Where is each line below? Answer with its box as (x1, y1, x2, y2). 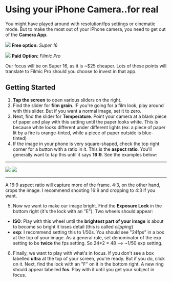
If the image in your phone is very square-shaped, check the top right (12, 140, 160, 147)
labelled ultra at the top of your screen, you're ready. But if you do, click (12, 255, 165, 261)
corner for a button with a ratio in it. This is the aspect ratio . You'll (12, 146, 152, 152)
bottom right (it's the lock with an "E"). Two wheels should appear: (12, 208, 153, 214)
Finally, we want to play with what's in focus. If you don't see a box (12, 250, 154, 256)
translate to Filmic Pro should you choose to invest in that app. (5, 68, 137, 74)
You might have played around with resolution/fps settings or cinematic (5, 21, 156, 27)
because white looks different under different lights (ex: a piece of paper (12, 124, 166, 130)
